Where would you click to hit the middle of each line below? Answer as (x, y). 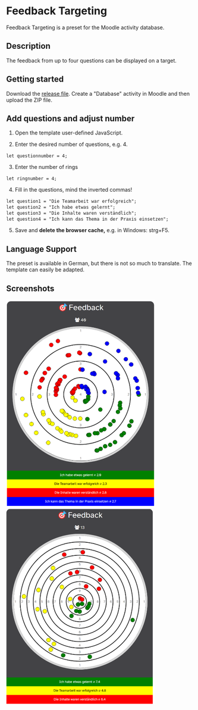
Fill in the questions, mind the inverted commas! (73, 190)
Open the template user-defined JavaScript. (69, 133)
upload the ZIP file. (29, 100)
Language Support (42, 249)
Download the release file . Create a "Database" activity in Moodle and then (98, 93)
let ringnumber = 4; (32, 179)
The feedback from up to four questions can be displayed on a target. (92, 60)
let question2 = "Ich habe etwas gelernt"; (61, 207)
